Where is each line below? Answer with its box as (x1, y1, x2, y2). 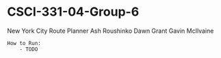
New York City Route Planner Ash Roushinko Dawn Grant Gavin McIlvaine (7, 27, 214, 35)
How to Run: (7, 40, 41, 46)
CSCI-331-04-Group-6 (7, 4, 140, 20)
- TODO (19, 46, 38, 53)
